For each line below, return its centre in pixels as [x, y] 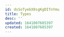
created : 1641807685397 [29, 27]
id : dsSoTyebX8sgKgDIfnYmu [32, 9]
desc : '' [14, 18]
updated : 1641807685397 [29, 23]
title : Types [18, 14]
